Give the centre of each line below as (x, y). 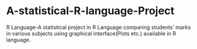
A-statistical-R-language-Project (90, 11)
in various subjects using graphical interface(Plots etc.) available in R (91, 33)
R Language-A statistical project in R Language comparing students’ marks (99, 27)
